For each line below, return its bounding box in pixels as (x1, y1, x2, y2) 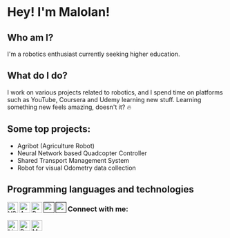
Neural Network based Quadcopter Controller (17, 149, 147, 157)
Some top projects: (7, 123, 91, 135)
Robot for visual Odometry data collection (17, 163, 136, 172)
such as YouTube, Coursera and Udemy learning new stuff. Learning (7, 95, 202, 103)
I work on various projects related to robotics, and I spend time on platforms (7, 88, 223, 97)
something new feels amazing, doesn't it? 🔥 (7, 103, 132, 111)
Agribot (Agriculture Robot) (17, 141, 95, 150)
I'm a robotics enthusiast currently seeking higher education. (7, 50, 181, 58)
